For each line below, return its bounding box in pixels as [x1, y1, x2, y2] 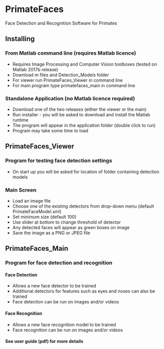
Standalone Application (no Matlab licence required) [5, 95, 135, 102]
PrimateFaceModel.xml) [12, 208, 61, 214]
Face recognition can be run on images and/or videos [12, 327, 123, 333]
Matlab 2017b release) [12, 66, 58, 72]
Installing [5, 35, 35, 43]
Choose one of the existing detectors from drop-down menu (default [12, 203, 154, 209]
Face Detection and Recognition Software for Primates [5, 20, 117, 26]
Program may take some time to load [12, 127, 88, 133]
